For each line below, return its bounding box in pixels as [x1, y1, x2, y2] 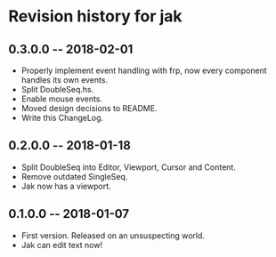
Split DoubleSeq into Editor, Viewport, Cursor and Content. [20, 162, 237, 173]
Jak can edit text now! [20, 239, 103, 250]
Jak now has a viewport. [20, 181, 112, 191]
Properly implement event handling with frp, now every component [20, 65, 268, 76]
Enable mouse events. [20, 93, 103, 104]
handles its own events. [20, 75, 109, 85]
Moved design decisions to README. [20, 103, 158, 113]
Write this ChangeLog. [20, 113, 104, 123]
